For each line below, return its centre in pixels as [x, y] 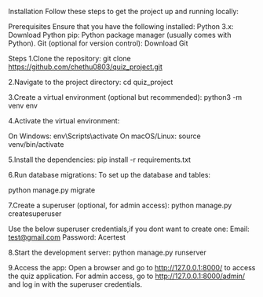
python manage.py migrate [52, 190]
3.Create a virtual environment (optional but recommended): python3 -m [125, 97]
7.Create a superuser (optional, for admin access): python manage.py [120, 205]
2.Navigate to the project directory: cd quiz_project [91, 82]
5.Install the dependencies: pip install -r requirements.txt [99, 159]
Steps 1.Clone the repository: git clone [69, 59]
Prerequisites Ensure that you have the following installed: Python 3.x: [121, 26]
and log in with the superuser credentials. [75, 284]
